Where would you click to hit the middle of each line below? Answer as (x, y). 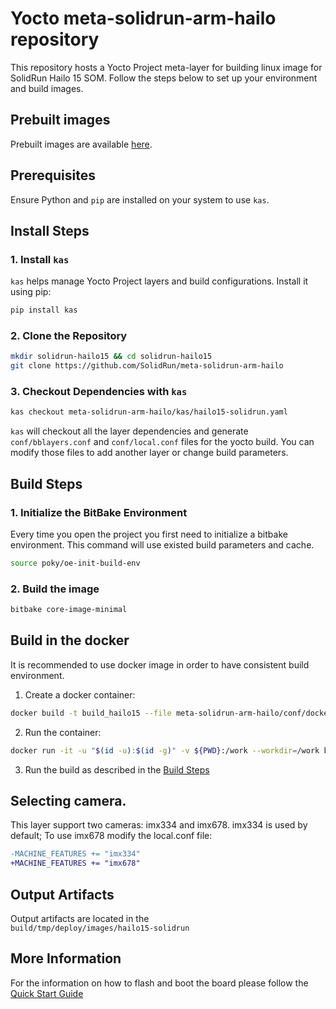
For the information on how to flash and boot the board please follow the (159, 983)
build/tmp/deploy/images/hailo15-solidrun (100, 928)
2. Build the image (55, 589)
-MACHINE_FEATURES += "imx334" (75, 854)
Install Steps (50, 230)
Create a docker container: (80, 694)
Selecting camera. (68, 801)
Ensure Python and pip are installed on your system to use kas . (140, 199)
